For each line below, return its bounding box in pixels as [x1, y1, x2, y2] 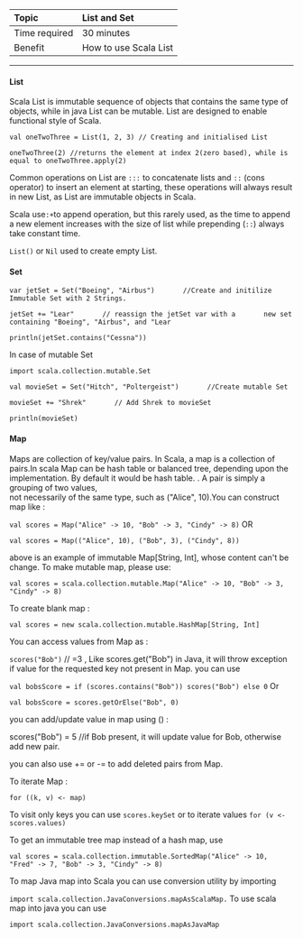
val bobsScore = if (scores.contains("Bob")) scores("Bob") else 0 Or [9, 680, 280, 691]
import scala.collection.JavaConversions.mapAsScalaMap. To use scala [9, 893, 277, 904]
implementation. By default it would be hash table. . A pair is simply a [9, 473, 266, 483]
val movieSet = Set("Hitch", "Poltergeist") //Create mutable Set [9, 382, 289, 391]
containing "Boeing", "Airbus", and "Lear [9, 317, 171, 327]
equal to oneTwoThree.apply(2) [9, 157, 127, 166]
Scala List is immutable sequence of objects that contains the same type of [9, 97, 289, 107]
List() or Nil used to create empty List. [9, 245, 158, 256]
